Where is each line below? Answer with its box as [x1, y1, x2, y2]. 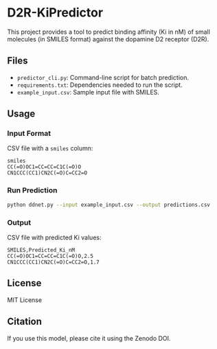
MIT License [7, 295, 43, 304]
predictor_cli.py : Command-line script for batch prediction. [16, 73, 190, 81]
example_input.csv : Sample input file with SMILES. [16, 88, 160, 96]
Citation [7, 316, 43, 328]
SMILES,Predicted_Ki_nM [7, 246, 76, 253]
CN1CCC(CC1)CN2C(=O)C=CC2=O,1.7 [7, 259, 100, 266]
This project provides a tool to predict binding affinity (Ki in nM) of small [7, 28, 211, 36]
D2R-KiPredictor [7, 5, 104, 21]
